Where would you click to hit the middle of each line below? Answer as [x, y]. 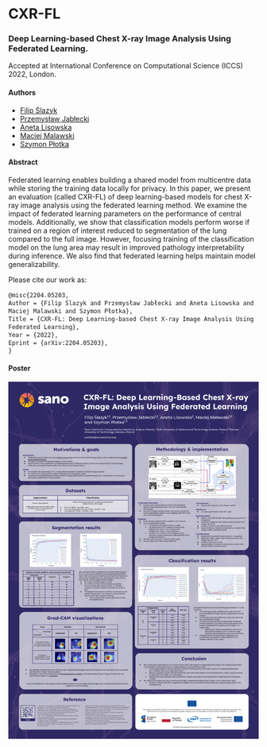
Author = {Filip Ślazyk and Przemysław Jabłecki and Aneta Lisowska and [131, 303]
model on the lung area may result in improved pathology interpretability [126, 247]
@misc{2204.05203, [39, 295]
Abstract [23, 162]
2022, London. [33, 74]
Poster [19, 368]
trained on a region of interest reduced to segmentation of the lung [118, 230]
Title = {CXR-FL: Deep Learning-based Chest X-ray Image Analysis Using [131, 319]
